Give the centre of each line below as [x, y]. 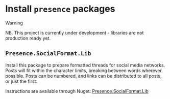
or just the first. [21, 81]
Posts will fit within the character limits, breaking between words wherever [83, 70]
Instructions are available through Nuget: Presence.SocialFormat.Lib [77, 91]
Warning [14, 23]
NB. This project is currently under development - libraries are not [75, 32]
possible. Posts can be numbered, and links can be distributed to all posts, [83, 76]
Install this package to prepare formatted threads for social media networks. [85, 65]
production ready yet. [28, 38]
